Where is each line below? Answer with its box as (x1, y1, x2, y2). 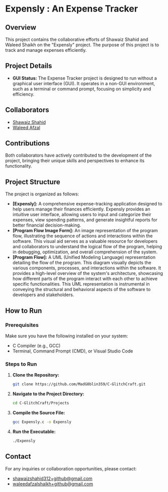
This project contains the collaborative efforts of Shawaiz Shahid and (5, 36, 148, 42)
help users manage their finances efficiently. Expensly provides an (12, 206, 150, 212)
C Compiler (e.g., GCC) (12, 342, 61, 348)
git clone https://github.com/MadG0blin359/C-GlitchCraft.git (12, 382, 146, 387)
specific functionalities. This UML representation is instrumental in (12, 281, 150, 287)
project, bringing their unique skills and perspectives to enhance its (5, 158, 145, 164)
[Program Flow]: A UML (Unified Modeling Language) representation (12, 254, 156, 260)
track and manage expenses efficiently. (5, 47, 87, 53)
